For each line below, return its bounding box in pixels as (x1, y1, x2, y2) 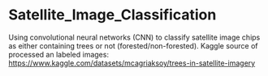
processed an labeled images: (8, 49, 110, 59)
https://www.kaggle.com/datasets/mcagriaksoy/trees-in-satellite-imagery (8, 58, 256, 68)
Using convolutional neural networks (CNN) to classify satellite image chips (8, 32, 261, 42)
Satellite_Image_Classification (8, 6, 217, 24)
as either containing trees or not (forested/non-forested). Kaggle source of (8, 40, 258, 50)
